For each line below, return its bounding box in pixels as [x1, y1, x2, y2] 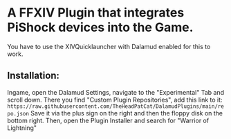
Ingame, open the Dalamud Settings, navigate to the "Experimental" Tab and [7, 88, 225, 96]
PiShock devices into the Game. [7, 19, 194, 35]
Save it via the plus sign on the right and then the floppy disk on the [30, 109, 223, 117]
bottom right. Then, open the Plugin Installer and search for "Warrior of [7, 116, 210, 124]
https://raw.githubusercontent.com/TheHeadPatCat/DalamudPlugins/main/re [7, 102, 225, 110]
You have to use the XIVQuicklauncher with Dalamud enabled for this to [7, 42, 211, 50]
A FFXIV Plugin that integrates [7, 5, 185, 21]
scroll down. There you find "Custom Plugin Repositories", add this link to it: [7, 95, 223, 104]
